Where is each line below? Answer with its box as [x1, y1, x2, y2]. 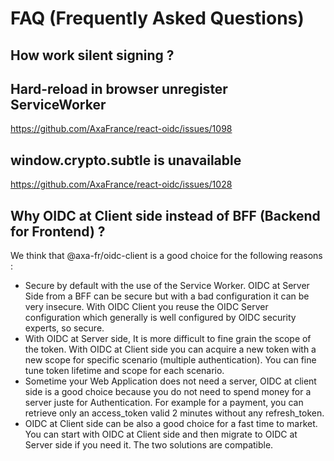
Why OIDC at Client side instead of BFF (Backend [10, 207, 321, 224]
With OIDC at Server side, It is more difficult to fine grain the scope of [24, 333, 312, 345]
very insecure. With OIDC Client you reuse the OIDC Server [24, 301, 269, 313]
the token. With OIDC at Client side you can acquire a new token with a [24, 343, 317, 356]
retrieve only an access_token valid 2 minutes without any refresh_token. [24, 407, 325, 419]
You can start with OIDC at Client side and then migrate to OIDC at [24, 428, 298, 441]
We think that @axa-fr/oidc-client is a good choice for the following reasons [10, 250, 323, 262]
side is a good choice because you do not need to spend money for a [24, 386, 312, 398]
